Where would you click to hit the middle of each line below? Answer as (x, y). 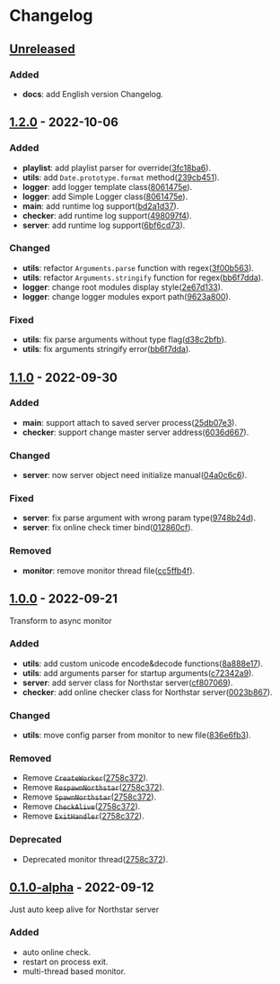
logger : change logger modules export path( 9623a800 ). (127, 296)
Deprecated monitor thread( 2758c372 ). (95, 859)
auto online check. (57, 952)
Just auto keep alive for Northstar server (84, 909)
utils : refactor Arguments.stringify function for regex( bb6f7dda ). (143, 277)
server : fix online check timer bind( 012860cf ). (108, 528)
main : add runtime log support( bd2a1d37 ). (101, 206)
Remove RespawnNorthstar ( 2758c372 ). (93, 788)
